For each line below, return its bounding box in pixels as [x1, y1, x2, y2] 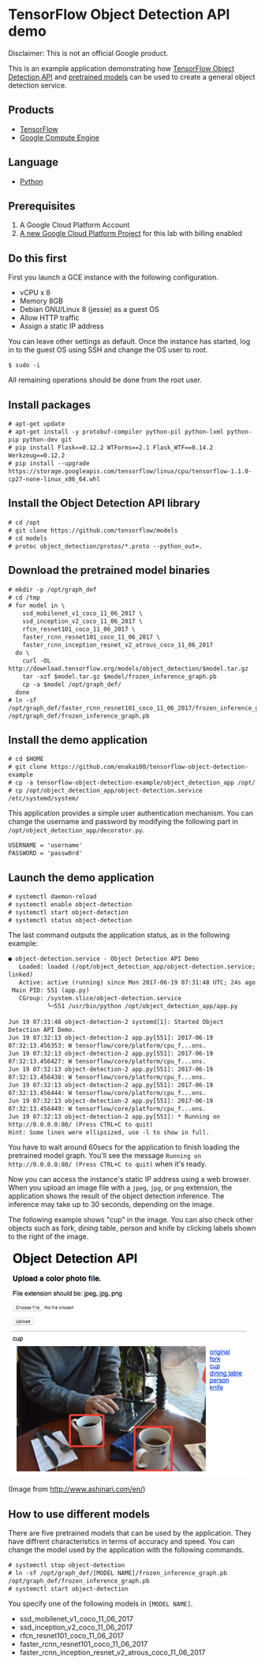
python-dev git [22, 436, 73, 444]
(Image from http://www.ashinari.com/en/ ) [8, 1484, 146, 1494]
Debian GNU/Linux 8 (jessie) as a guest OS [19, 305, 159, 314]
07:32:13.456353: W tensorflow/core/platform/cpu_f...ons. [8, 1042, 207, 1050]
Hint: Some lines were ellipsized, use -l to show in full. [8, 1129, 211, 1137]
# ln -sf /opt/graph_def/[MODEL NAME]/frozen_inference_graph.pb [8, 1569, 227, 1577]
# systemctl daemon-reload [8, 893, 97, 901]
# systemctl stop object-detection [8, 1562, 125, 1569]
